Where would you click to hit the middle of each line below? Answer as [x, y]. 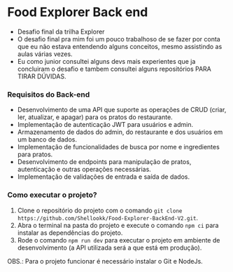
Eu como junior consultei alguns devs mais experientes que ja [106, 61]
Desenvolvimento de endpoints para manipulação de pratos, [104, 162]
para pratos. [35, 154]
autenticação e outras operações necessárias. [84, 170]
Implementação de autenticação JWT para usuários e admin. [105, 125]
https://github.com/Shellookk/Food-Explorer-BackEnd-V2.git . [107, 217]
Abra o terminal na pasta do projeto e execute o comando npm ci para [118, 225]
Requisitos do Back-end [49, 94]
